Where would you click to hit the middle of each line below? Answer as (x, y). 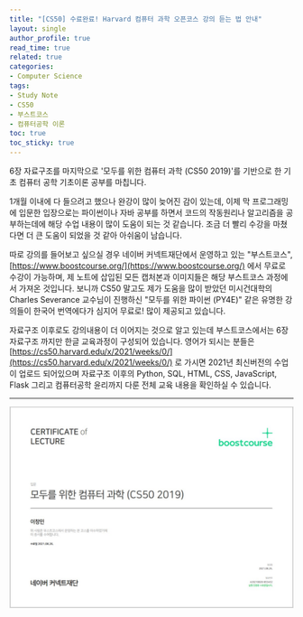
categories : (32, 67)
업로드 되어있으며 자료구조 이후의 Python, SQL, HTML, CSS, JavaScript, (148, 374)
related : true (36, 57)
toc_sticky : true (42, 143)
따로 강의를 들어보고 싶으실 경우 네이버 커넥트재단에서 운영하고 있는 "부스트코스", (151, 254)
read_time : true (40, 48)
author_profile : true (50, 38)
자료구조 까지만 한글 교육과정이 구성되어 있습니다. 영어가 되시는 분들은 (132, 341)
